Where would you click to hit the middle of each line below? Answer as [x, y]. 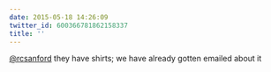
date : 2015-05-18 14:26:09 [59, 17]
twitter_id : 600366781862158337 [68, 25]
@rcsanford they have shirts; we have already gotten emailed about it [135, 59]
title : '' [27, 33]
